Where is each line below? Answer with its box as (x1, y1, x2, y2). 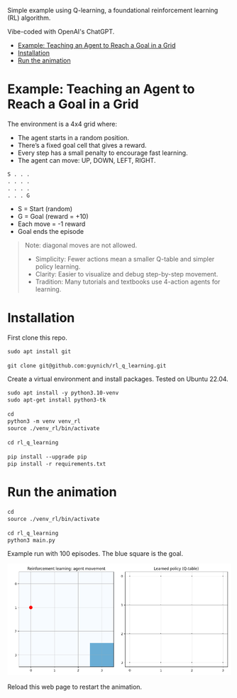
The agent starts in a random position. (17, 133, 130, 141)
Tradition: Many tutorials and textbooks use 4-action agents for (35, 277, 221, 286)
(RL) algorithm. (7, 14, 51, 22)
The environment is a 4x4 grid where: (7, 119, 118, 128)
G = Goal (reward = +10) (17, 212, 89, 220)
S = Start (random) (17, 204, 73, 213)
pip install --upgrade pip (7, 453, 87, 461)
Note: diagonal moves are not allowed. (24, 241, 137, 249)
